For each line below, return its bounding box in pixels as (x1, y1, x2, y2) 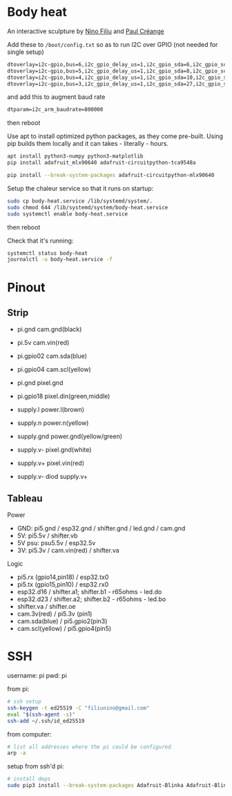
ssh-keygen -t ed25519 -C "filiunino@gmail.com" (7, 704, 150, 712)
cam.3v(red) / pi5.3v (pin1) (17, 609, 93, 618)
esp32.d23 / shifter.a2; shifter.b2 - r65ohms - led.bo (17, 595, 166, 603)
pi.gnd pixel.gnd (17, 379, 64, 387)
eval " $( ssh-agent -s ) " (7, 711, 76, 718)
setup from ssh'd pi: (7, 762, 64, 770)
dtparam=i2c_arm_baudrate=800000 (7, 106, 104, 113)
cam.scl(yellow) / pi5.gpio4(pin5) (17, 625, 112, 633)
